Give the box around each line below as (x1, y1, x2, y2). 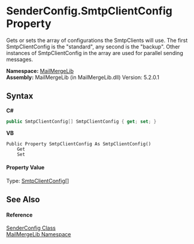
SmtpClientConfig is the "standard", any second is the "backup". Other (6, 43, 181, 50)
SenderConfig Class (6, 224, 56, 231)
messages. (6, 56, 34, 63)
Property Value (6, 164, 45, 171)
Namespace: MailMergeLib (6, 67, 74, 74)
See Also (6, 194, 40, 205)
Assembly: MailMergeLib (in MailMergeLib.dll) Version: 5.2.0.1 (6, 74, 160, 81)
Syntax (6, 91, 34, 101)
